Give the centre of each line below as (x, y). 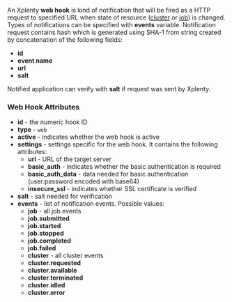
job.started (44, 226)
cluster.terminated (55, 278)
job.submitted (48, 218)
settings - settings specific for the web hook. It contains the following (117, 144)
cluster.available (52, 271)
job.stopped (46, 234)
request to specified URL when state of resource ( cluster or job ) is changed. (116, 17)
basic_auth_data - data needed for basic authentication (108, 174)
